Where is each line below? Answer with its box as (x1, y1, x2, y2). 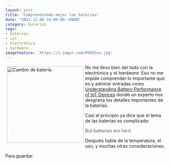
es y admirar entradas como (85, 80, 144, 87)
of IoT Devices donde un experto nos (85, 91, 163, 98)
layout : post (5, 7, 33, 13)
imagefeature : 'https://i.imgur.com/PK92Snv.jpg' (5, 50, 113, 55)
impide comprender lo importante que (85, 75, 165, 81)
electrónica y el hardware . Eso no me (85, 69, 164, 76)
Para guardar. (5, 153, 34, 159)
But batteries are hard (85, 127, 131, 133)
